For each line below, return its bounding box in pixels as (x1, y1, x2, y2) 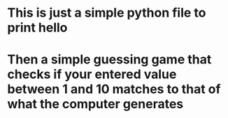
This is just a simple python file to (7, 5, 206, 21)
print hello (7, 20, 68, 36)
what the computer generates (7, 96, 184, 112)
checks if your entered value (7, 66, 177, 82)
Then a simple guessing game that (7, 52, 212, 68)
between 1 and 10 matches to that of (7, 82, 221, 97)
